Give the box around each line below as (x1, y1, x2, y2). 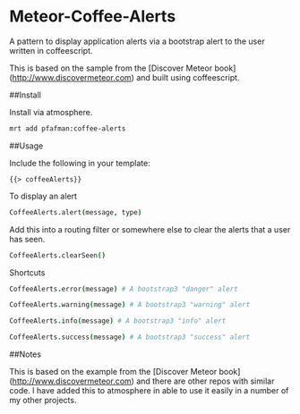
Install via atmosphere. (9, 106, 93, 117)
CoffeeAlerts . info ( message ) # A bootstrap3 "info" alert (9, 317, 227, 325)
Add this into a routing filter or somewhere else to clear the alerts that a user (9, 224, 291, 234)
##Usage (9, 140, 44, 151)
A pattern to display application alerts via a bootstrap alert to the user (9, 36, 266, 46)
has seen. (9, 233, 46, 244)
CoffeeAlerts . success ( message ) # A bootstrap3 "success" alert (9, 333, 251, 342)
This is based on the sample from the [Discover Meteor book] (9, 63, 236, 73)
